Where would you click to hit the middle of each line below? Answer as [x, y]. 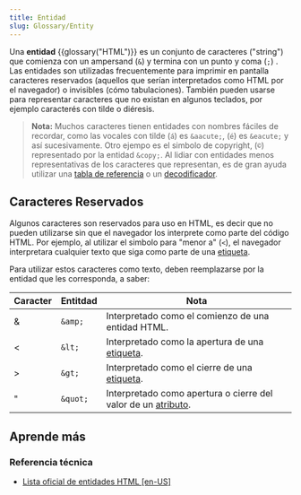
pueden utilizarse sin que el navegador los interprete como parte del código [149, 233]
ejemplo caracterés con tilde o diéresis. [82, 109]
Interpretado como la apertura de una [185, 342]
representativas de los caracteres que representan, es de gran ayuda [159, 164]
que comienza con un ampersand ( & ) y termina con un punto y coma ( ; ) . [144, 61]
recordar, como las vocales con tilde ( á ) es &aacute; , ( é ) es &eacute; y [160, 135]
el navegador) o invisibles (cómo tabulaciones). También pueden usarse [142, 90]
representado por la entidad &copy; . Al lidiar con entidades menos [153, 154]
